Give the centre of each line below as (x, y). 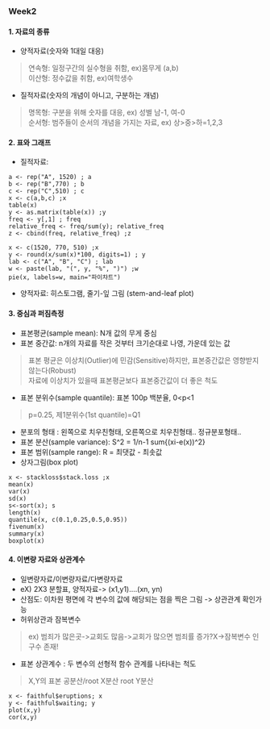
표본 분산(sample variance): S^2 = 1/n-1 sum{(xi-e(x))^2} (112, 442)
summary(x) (27, 534)
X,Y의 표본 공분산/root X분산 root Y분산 (91, 681)
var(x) (19, 491)
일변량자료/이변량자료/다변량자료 (71, 579)
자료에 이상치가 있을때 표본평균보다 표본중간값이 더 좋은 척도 (123, 380)
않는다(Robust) (52, 370)
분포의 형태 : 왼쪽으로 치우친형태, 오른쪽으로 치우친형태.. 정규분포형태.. (131, 431)
